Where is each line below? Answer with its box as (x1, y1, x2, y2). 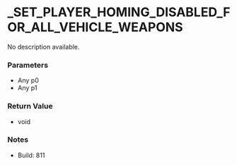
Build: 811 (17, 151, 45, 159)
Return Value (7, 102, 53, 111)
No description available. (7, 42, 80, 51)
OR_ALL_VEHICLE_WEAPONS (7, 19, 183, 35)
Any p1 (17, 84, 37, 92)
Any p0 (17, 76, 39, 85)
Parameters (7, 60, 48, 70)
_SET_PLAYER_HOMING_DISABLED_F (7, 4, 231, 20)
